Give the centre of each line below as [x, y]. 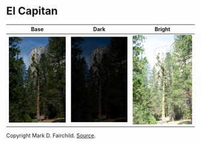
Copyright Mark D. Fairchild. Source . [51, 135]
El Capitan [32, 11]
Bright [162, 29]
